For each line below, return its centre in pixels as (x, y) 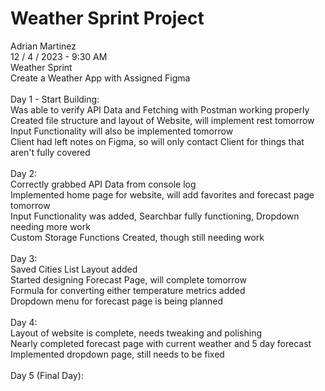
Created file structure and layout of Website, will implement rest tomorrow (162, 120)
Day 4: (24, 322)
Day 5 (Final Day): (47, 375)
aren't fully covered (50, 152)
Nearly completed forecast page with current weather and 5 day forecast (161, 343)
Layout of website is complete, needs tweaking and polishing (136, 333)
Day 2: (24, 173)
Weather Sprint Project (107, 18)
